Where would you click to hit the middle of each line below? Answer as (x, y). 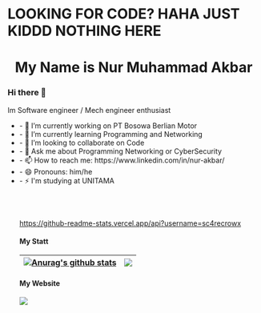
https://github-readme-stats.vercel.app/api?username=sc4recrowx (130, 223)
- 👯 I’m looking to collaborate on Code (82, 142)
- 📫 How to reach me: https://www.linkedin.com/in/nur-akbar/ (122, 160)
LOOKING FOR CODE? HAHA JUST (124, 14)
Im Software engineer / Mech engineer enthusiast (89, 110)
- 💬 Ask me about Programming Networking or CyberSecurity (120, 151)
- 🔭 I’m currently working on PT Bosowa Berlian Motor (108, 126)
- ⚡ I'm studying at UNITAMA (67, 180)
